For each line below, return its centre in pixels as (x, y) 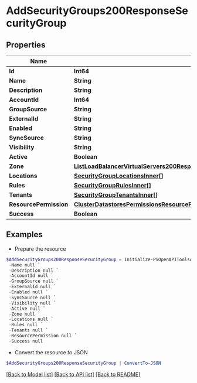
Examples (24, 235)
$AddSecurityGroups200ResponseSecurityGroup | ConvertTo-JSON (84, 363)
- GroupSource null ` (34, 281)
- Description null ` (34, 271)
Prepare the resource (40, 249)
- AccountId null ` (31, 276)
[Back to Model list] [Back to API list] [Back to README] (73, 374)
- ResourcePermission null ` (43, 336)
